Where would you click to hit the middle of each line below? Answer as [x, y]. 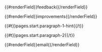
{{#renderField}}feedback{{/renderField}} [46, 7]
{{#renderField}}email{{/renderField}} [42, 45]
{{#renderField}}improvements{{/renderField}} [51, 16]
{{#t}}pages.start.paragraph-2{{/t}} [40, 35]
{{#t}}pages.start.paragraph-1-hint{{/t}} [44, 26]
